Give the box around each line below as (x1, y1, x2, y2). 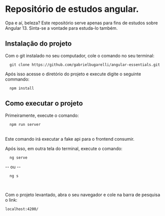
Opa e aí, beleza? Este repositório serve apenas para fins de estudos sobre (5, 20, 158, 26)
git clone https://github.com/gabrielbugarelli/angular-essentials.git (9, 62, 161, 67)
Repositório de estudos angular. (5, 3, 139, 15)
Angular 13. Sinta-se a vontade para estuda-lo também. (5, 25, 118, 31)
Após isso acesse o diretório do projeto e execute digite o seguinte (5, 71, 141, 77)
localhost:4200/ (5, 207, 39, 212)
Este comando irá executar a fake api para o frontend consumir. (5, 136, 135, 142)
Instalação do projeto (5, 40, 72, 48)
